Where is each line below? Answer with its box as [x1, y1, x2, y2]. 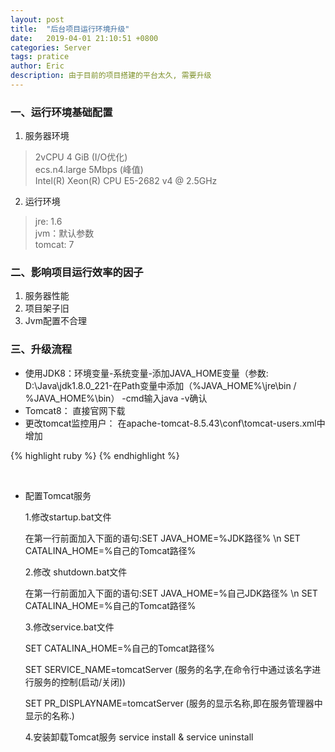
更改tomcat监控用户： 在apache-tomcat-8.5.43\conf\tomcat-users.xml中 [24, 417, 326, 429]
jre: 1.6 [34, 216, 63, 228]
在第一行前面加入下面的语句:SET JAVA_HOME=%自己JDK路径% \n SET [24, 587, 318, 599]
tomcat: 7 [34, 239, 75, 251]
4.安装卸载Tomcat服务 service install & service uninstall [24, 731, 254, 743]
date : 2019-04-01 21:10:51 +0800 [10, 33, 159, 43]
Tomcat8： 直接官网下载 [24, 404, 126, 416]
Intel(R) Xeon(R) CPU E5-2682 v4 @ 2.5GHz [34, 175, 218, 187]
